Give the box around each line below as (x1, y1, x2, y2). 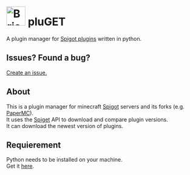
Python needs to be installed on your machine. (6, 156, 123, 163)
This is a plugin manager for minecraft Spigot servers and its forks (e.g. (6, 102, 185, 110)
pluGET (27, 15, 66, 29)
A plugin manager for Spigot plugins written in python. (6, 35, 142, 42)
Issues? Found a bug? (6, 52, 90, 63)
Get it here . (6, 162, 35, 170)
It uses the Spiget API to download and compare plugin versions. (6, 116, 168, 123)
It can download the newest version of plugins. (6, 122, 123, 129)
